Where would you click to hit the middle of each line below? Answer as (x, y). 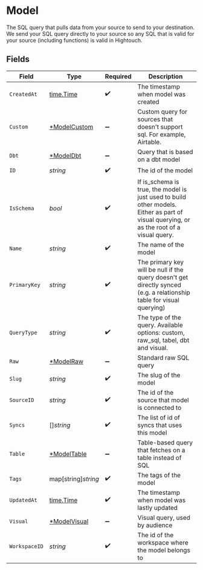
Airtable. (150, 142)
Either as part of (160, 212)
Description (166, 76)
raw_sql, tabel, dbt (163, 340)
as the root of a (159, 227)
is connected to (159, 407)
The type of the (159, 317)
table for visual (158, 300)
